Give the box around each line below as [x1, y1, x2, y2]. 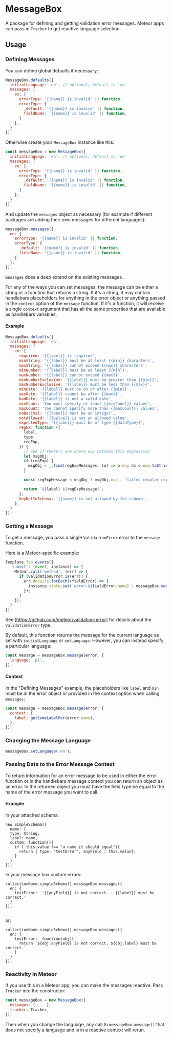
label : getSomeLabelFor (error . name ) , [14, 715, 95, 721]
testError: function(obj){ [14, 936, 74, 941]
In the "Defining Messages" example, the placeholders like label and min [5, 685, 159, 691]
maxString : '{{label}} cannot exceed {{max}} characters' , [18, 363, 147, 368]
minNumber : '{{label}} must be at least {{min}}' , [18, 368, 130, 373]
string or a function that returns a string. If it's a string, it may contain [5, 289, 151, 295]
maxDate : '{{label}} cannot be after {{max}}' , [18, 391, 123, 397]
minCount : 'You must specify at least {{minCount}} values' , [18, 401, 153, 406]
